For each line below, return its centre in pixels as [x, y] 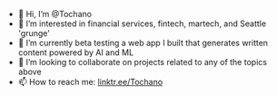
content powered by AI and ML [76, 53]
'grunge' [34, 33]
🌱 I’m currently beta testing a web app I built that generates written [143, 43]
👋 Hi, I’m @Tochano [55, 14]
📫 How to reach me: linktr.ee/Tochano [90, 82]
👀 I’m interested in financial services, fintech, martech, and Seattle [142, 24]
